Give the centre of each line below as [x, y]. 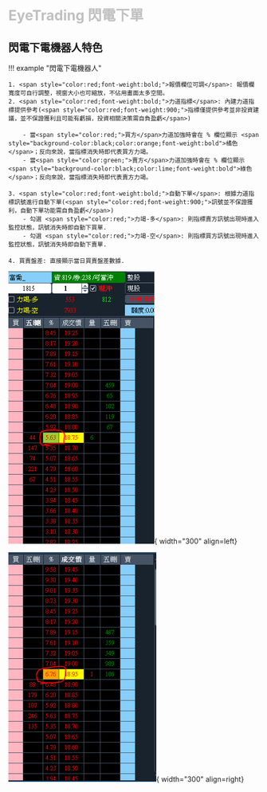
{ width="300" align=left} [196, 541]
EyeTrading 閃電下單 [76, 16]
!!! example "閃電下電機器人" [55, 68]
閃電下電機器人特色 [55, 47]
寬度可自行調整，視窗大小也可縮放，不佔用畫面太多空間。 [88, 93]
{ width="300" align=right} [200, 779]
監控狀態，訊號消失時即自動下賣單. [58, 245]
